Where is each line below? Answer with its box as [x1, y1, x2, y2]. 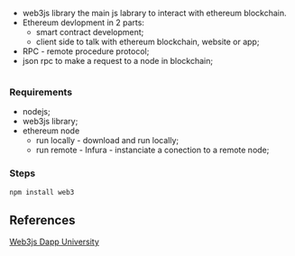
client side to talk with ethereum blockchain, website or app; [35, 36, 260, 47]
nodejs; [22, 106, 51, 117]
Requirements [9, 86, 73, 98]
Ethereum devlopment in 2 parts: [22, 17, 144, 28]
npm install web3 [9, 187, 75, 197]
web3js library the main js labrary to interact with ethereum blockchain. [22, 8, 287, 18]
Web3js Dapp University [9, 236, 99, 247]
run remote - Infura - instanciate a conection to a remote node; [35, 144, 270, 156]
